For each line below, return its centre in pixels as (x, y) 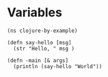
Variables (35, 13)
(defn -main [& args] (38, 60)
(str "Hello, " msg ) (44, 48)
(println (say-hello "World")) (58, 66)
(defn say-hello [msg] (39, 42)
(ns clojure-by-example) (42, 31)
